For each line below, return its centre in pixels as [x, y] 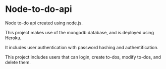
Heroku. [13, 38]
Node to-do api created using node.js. [44, 23]
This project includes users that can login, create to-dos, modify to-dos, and [83, 57]
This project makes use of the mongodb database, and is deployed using [80, 32]
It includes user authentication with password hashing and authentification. [82, 47]
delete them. [18, 62]
